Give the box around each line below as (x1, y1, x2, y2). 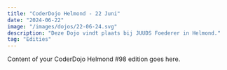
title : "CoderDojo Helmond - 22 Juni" (7, 10, 121, 17)
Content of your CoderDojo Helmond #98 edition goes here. (7, 55, 181, 63)
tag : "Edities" (7, 36, 52, 43)
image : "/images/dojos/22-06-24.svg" (7, 23, 118, 30)
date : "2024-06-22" (7, 17, 64, 24)
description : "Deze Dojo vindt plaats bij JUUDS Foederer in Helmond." (7, 29, 221, 37)
